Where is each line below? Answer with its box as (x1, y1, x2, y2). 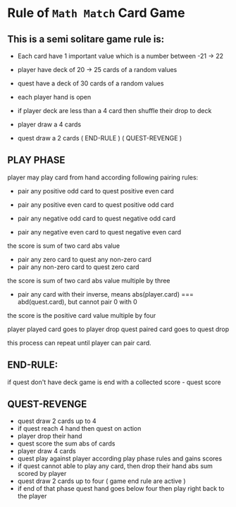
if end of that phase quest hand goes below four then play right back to (17, 484, 225, 493)
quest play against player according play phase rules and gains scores (17, 454, 223, 463)
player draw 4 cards (17, 447, 76, 455)
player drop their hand (17, 432, 82, 441)
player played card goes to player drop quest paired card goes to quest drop (7, 325, 230, 333)
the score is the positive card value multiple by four (7, 311, 156, 319)
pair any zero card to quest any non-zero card (17, 255, 151, 263)
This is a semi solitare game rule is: (7, 33, 165, 45)
